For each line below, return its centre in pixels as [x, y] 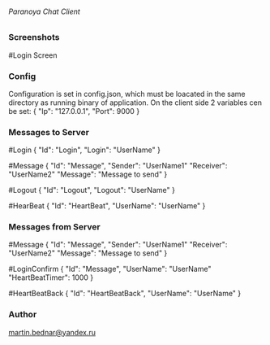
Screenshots [34, 37]
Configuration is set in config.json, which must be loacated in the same [127, 94]
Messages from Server [54, 227]
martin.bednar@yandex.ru [52, 332]
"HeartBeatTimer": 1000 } [51, 277]
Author [23, 315]
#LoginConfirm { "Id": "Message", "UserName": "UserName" [110, 269]
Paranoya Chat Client [45, 11]
